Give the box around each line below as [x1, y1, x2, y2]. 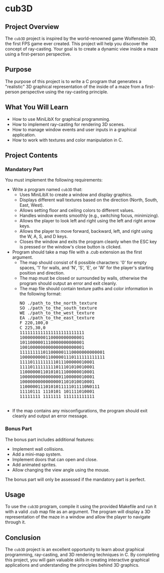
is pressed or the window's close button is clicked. [19, 244, 122, 250]
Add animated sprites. [12, 462, 57, 467]
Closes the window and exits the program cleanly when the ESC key [19, 239, 157, 245]
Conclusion [5, 533, 41, 542]
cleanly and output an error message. [12, 413, 88, 419]
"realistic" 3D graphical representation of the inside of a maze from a [5, 83, 144, 89]
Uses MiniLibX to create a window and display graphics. [19, 192, 133, 198]
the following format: [19, 291, 62, 297]
